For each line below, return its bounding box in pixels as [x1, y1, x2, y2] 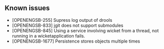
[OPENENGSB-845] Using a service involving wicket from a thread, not [12, 27, 159, 34]
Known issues [5, 4, 50, 12]
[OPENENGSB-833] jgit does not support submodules [12, 22, 123, 28]
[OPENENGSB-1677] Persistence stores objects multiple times [12, 38, 140, 44]
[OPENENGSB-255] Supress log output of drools [12, 17, 112, 23]
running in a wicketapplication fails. [12, 33, 85, 39]
